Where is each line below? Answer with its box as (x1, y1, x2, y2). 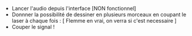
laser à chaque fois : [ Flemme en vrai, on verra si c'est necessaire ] (11, 17, 177, 24)
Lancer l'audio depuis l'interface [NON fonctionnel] (11, 5, 136, 12)
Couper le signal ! (11, 23, 55, 30)
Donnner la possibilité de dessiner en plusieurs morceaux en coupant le (11, 11, 187, 18)
